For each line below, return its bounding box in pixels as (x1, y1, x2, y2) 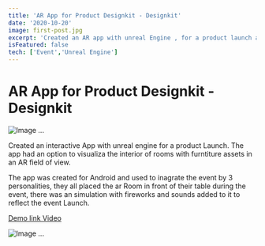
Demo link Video (8, 213, 62, 222)
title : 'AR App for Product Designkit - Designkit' (8, 11, 181, 20)
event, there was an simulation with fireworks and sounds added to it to (8, 189, 241, 199)
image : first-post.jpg (8, 26, 83, 34)
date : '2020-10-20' (8, 19, 73, 27)
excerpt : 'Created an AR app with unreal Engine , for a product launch (8, 33, 252, 42)
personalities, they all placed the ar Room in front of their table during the (8, 181, 246, 191)
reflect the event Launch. (8, 198, 90, 207)
